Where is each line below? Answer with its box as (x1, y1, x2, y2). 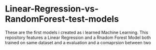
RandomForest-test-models (5, 13, 119, 25)
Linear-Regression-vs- (5, 3, 99, 14)
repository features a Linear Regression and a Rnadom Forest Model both (5, 35, 151, 40)
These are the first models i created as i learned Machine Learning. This (5, 29, 148, 35)
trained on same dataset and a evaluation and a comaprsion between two (5, 39, 151, 45)
